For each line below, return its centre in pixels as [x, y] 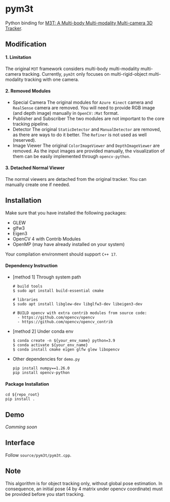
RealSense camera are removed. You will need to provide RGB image [84, 108]
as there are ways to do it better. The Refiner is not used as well [80, 135]
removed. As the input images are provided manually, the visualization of [89, 151]
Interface [20, 443]
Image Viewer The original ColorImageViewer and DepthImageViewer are [86, 145]
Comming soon [21, 427]
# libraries [25, 300]
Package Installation [27, 384]
